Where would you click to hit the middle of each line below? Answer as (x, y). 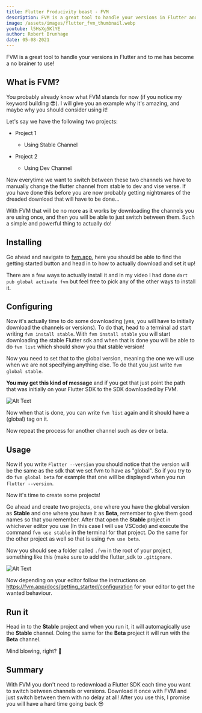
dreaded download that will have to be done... (63, 199)
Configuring (29, 307)
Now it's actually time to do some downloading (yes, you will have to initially (100, 321)
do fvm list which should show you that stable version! (75, 347)
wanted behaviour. (29, 593)
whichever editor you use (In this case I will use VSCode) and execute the (97, 526)
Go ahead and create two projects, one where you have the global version (98, 507)
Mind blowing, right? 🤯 (34, 651)
